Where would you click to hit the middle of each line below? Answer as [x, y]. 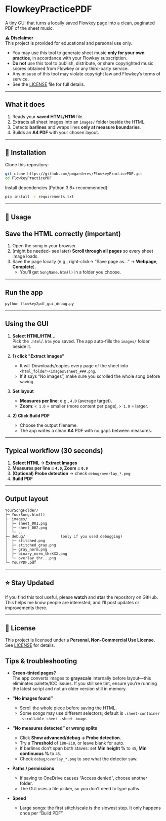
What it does [25, 104]
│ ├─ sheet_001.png [26, 523]
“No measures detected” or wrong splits [55, 728]
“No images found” [33, 698]
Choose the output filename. [49, 425]
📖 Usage [18, 217]
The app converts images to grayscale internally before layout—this [82, 678]
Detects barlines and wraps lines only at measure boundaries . [77, 127]
